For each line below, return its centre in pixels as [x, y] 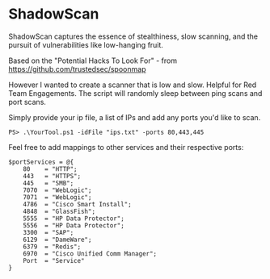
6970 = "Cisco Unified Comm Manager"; [90, 254]
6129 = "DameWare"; [57, 239]
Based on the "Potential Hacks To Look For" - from [93, 60]
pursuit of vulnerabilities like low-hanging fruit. [86, 44]
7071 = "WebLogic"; [57, 197]
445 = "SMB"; [49, 183]
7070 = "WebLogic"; [57, 190]
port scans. [27, 102]
